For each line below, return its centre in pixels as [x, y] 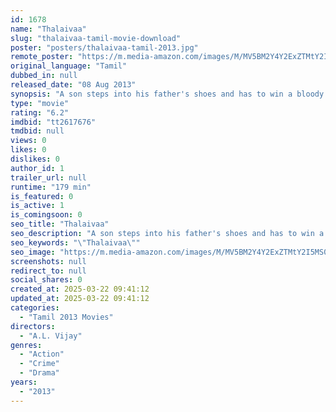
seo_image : [33, 252]
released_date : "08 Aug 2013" [73, 85]
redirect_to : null [48, 271]
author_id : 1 [37, 168]
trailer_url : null [48, 177]
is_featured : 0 [42, 196]
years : [24, 382]
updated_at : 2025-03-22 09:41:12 [80, 299]
